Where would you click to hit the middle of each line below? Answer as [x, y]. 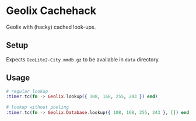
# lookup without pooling [37, 107]
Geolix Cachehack [51, 11]
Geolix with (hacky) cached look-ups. [51, 27]
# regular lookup [27, 91]
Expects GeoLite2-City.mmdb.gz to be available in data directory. [83, 59]
